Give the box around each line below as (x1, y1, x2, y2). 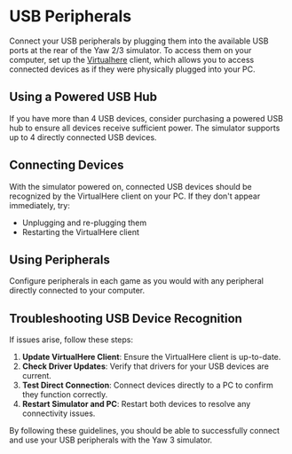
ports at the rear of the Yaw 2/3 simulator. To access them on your (9, 44, 252, 55)
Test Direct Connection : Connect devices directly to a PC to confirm (21, 380, 273, 391)
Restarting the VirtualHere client (21, 226, 140, 237)
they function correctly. (21, 389, 108, 400)
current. (21, 371, 51, 381)
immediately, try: (9, 200, 71, 210)
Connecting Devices (9, 158, 124, 173)
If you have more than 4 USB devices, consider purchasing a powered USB (9, 113, 284, 123)
